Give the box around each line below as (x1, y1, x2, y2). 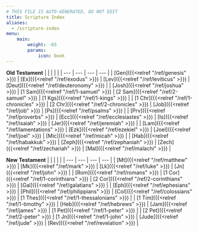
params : (27, 47, 46, 53)
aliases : (6, 20, 28, 26)
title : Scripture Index (6, 14, 65, 20)
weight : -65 (27, 42, 58, 48)
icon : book (37, 53, 65, 59)
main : (17, 36, 31, 42)
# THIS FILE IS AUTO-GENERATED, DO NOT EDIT (6, 8, 118, 15)
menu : (6, 31, 20, 37)
